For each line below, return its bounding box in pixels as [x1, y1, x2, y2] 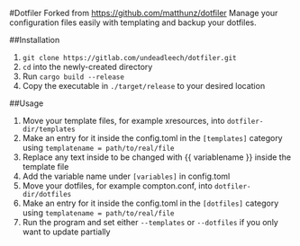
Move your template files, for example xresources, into [22, 116, 225, 126]
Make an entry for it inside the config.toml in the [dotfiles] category [22, 198, 279, 208]
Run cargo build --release [22, 71, 124, 82]
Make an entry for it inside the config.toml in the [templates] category [22, 133, 283, 143]
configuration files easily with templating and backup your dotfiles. [9, 17, 257, 28]
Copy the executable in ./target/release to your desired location [22, 81, 266, 91]
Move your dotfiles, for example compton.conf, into [22, 180, 214, 191]
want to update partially [22, 226, 111, 237]
